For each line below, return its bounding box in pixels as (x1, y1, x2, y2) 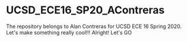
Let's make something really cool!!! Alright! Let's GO (6, 29, 132, 36)
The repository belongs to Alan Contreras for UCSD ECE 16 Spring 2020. (6, 23, 182, 30)
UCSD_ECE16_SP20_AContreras (6, 3, 165, 17)
